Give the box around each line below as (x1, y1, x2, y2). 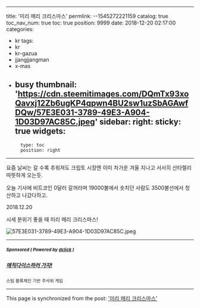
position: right (20, 147, 61, 153)
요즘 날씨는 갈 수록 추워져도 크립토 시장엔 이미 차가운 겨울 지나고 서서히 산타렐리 (6, 164, 192, 171)
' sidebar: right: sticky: (95, 117, 182, 127)
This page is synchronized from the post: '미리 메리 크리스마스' (6, 295, 158, 302)
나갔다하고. (21, 191, 48, 198)
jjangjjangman (14, 56, 49, 63)
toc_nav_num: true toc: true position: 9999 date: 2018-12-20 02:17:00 (6, 19, 176, 26)
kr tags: (14, 37, 34, 44)
